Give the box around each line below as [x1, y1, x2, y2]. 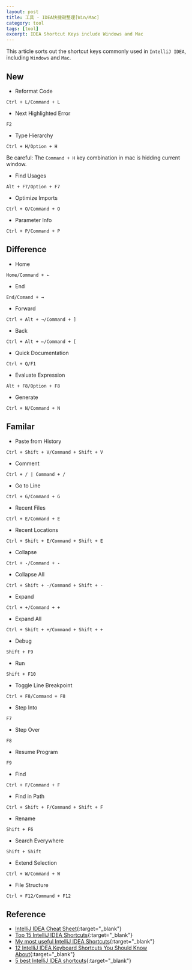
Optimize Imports [14, 194, 58, 202]
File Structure [14, 881, 49, 888]
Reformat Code [14, 87, 53, 94]
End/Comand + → [6, 294, 44, 300]
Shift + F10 [6, 671, 36, 677]
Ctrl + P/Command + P [6, 228, 61, 234]
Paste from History [14, 437, 62, 445]
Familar [6, 422, 35, 432]
